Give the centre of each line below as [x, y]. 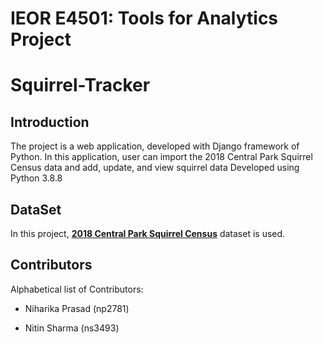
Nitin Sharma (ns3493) [72, 328]
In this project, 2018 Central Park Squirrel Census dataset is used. [148, 233]
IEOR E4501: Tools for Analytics [144, 18]
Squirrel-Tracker [80, 85]
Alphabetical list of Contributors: [77, 289]
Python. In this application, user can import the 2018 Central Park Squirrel [161, 157]
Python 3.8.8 [36, 178]
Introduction [50, 122]
